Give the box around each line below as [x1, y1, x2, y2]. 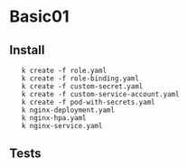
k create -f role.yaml [21, 66, 107, 75]
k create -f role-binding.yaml [21, 74, 140, 83]
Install [9, 42, 45, 58]
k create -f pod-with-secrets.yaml [21, 97, 155, 107]
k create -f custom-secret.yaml [21, 82, 144, 91]
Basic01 [9, 6, 70, 27]
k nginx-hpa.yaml [21, 114, 88, 123]
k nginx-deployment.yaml [21, 106, 116, 115]
